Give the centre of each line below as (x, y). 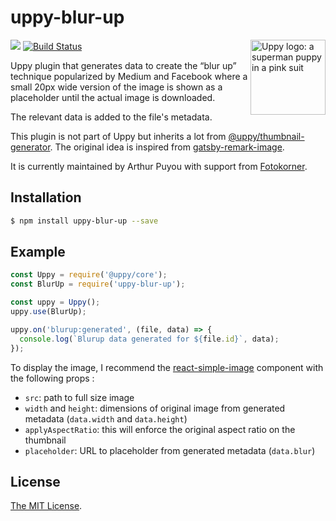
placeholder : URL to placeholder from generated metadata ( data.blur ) (170, 450)
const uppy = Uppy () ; (55, 302)
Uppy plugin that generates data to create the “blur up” (123, 65)
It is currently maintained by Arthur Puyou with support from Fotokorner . (159, 166)
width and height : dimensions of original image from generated (155, 408)
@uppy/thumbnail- (266, 136)
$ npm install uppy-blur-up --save (84, 221)
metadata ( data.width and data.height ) (106, 418)
